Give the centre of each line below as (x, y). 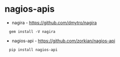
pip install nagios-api (33, 50)
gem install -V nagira (32, 31)
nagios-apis (30, 9)
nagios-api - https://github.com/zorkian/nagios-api (63, 41)
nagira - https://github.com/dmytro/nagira (54, 23)
